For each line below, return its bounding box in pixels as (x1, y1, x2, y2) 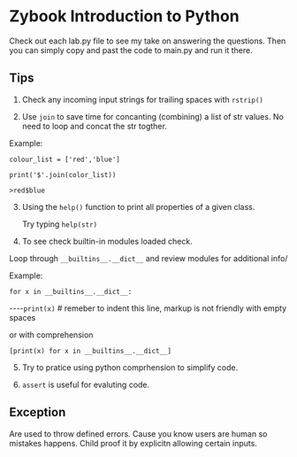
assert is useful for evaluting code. (21, 379, 150, 390)
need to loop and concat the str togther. (21, 120, 168, 131)
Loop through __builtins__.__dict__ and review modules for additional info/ (9, 252, 288, 263)
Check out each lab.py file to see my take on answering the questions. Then (9, 35, 286, 46)
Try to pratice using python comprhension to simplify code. (21, 361, 239, 373)
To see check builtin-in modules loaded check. (21, 236, 193, 246)
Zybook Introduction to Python (9, 6, 240, 27)
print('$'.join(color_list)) (9, 170, 117, 179)
